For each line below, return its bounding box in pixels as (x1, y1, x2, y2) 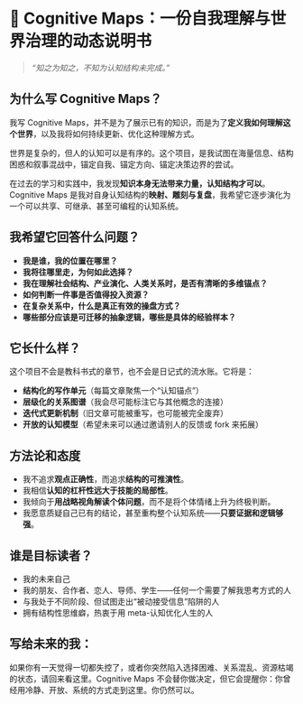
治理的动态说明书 (25, 31, 152, 51)
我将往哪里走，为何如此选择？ (22, 266, 133, 277)
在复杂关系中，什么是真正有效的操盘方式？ (22, 300, 181, 311)
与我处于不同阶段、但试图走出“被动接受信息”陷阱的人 (22, 597, 220, 607)
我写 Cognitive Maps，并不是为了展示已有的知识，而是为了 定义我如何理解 (9, 116, 283, 127)
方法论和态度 (9, 448, 81, 463)
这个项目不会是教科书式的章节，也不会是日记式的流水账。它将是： (9, 366, 254, 377)
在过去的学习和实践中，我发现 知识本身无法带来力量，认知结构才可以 (9, 178, 262, 189)
